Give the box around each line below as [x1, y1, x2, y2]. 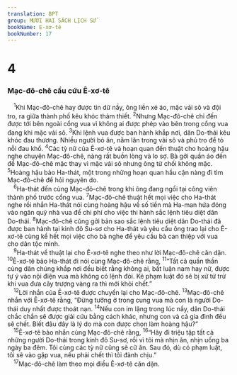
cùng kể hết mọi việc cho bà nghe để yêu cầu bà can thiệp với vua [24, 232, 218, 240]
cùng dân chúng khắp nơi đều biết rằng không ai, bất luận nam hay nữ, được [7, 264, 230, 273]
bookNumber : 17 [7, 30, 52, 38]
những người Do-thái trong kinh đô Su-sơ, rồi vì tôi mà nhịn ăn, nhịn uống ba [7, 336, 229, 345]
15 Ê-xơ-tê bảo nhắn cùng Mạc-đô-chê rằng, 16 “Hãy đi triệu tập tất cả [13, 327, 214, 337]
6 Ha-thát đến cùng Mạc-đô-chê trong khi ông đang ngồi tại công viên [13, 184, 217, 193]
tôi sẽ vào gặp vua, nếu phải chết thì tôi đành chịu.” [7, 351, 157, 359]
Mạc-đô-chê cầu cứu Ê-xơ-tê [7, 86, 110, 96]
